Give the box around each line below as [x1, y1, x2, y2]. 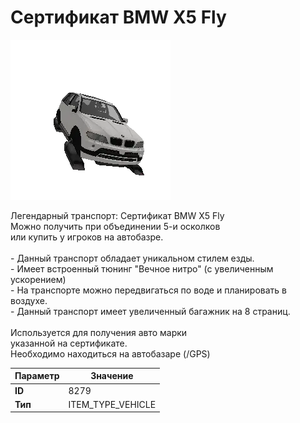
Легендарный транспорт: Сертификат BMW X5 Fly [10, 209, 225, 221]
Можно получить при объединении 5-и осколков [10, 220, 221, 232]
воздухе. [10, 294, 48, 306]
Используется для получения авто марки [10, 326, 188, 338]
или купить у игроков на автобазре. [10, 231, 164, 243]
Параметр [14, 370, 60, 382]
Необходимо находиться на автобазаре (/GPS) [10, 347, 211, 360]
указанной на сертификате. [10, 337, 128, 349]
